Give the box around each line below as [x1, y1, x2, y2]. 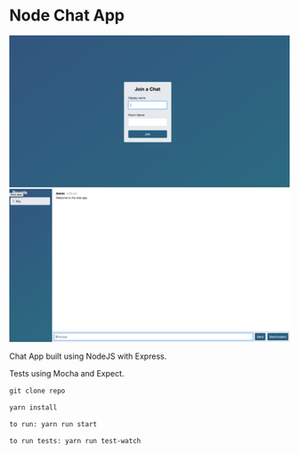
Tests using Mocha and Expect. [9, 369, 125, 379]
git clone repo [9, 386, 66, 396]
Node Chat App [9, 5, 125, 26]
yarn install [9, 403, 58, 412]
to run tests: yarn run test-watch [9, 437, 141, 446]
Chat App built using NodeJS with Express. [9, 351, 167, 361]
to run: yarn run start [9, 420, 98, 429]
